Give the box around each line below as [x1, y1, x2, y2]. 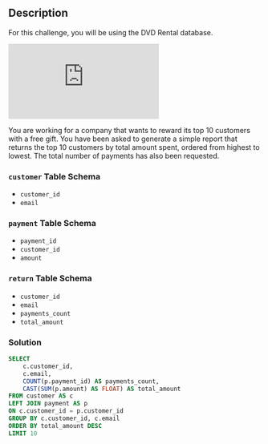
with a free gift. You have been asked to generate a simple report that [8, 134, 238, 143]
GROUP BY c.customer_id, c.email [8, 414, 120, 422]
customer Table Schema [8, 171, 101, 182]
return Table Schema [8, 272, 92, 284]
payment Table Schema [8, 218, 96, 229]
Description [8, 6, 68, 20]
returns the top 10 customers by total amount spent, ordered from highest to [8, 142, 260, 151]
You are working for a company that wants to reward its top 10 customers [8, 125, 251, 135]
